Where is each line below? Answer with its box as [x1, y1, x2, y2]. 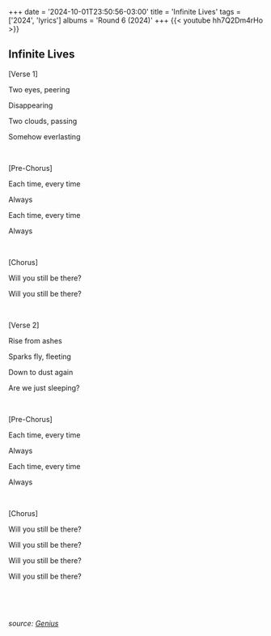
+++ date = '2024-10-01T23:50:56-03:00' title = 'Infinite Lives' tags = [8, 7, 241, 16]
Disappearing [8, 100, 53, 110]
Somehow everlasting [8, 131, 81, 141]
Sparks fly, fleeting [8, 352, 71, 361]
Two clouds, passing [8, 116, 78, 126]
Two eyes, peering [8, 84, 70, 94]
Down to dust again [8, 367, 74, 377]
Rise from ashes [8, 335, 62, 345]
